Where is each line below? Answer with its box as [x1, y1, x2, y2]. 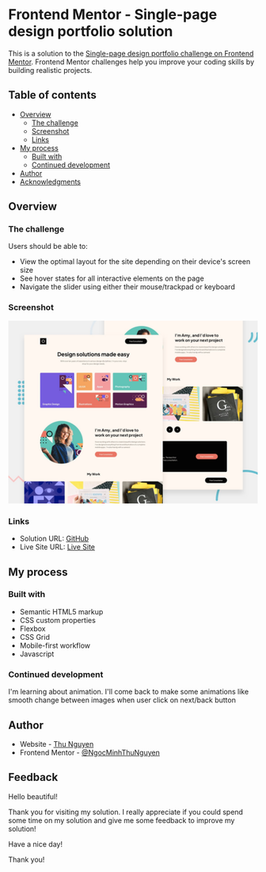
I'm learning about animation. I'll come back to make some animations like [8, 687, 249, 697]
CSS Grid [19, 632, 50, 641]
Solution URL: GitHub [19, 534, 89, 544]
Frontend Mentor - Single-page [8, 6, 218, 24]
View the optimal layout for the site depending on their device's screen [19, 257, 251, 266]
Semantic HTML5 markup [19, 606, 104, 616]
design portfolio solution [8, 22, 173, 40]
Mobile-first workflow [19, 641, 91, 650]
